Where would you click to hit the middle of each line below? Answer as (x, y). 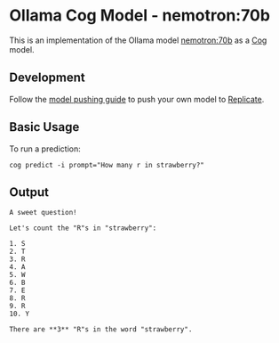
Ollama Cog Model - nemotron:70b (140, 16)
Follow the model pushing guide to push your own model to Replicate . (137, 99)
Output (29, 192)
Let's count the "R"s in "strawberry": (83, 228)
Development (48, 78)
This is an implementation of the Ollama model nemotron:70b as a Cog (138, 40)
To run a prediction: (45, 149)
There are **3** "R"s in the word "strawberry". (101, 330)
